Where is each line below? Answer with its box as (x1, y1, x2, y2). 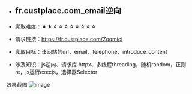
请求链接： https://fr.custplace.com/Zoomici (14, 35, 123, 43)
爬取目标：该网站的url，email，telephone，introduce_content (14, 48, 168, 55)
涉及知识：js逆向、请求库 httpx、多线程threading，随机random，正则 (14, 60, 187, 68)
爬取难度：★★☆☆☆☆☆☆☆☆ (14, 23, 97, 30)
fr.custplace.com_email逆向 (14, 5, 121, 16)
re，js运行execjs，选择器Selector (14, 68, 98, 75)
